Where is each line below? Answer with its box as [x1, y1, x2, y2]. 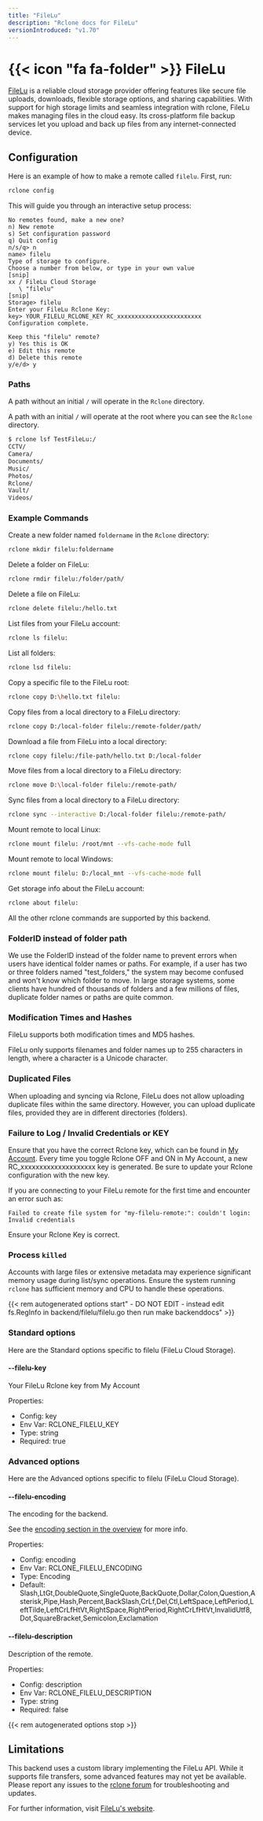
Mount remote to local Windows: [8, 854, 114, 864]
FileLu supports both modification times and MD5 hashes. [8, 1030, 195, 1039]
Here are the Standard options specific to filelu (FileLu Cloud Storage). [8, 1345, 236, 1355]
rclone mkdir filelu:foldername [8, 546, 114, 554]
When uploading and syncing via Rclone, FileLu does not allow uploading [8, 1091, 245, 1100]
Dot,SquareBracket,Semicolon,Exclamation [19, 1613, 159, 1623]
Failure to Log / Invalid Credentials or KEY [8, 1127, 170, 1138]
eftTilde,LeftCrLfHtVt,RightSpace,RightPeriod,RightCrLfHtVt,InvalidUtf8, [19, 1605, 253, 1615]
